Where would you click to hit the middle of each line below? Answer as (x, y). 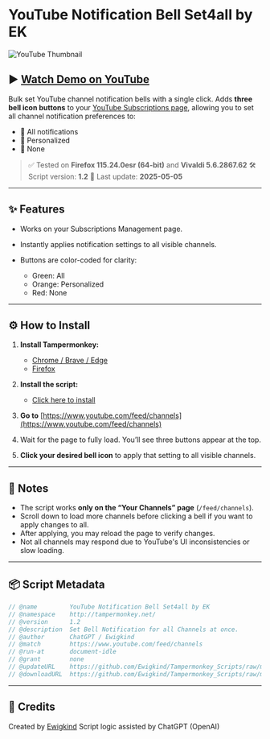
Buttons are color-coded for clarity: (78, 260)
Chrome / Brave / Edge (70, 361)
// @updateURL (32, 667)
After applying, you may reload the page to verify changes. (117, 534)
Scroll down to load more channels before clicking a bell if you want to (136, 516)
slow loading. (42, 551)
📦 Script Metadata (57, 584)
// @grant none (46, 659)
